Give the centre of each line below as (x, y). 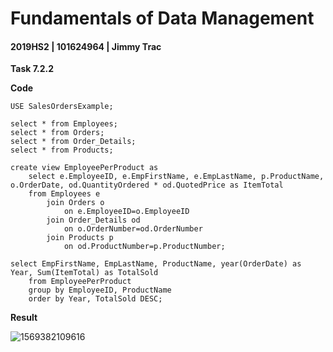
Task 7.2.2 (32, 69)
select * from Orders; (57, 133)
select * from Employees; (64, 124)
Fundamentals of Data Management (162, 18)
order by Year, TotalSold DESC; (95, 299)
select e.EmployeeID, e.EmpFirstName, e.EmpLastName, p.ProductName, (176, 177)
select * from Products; (62, 150)
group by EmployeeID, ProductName (100, 290)
